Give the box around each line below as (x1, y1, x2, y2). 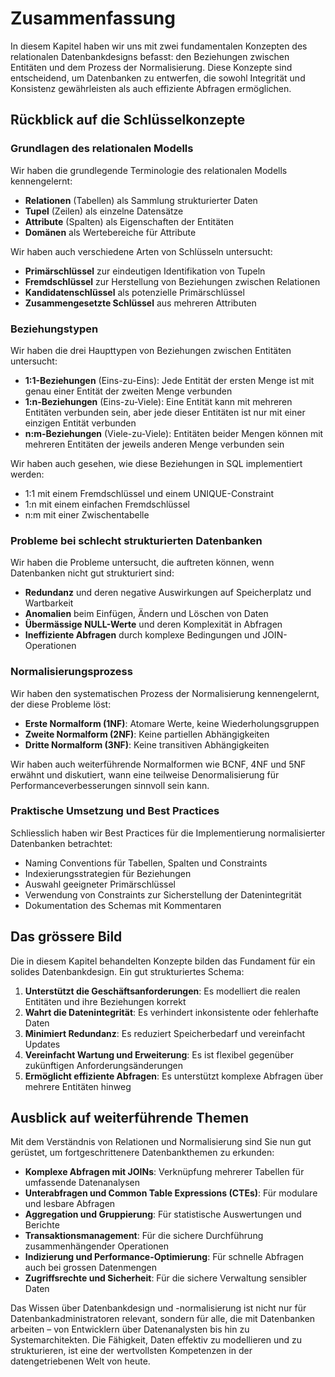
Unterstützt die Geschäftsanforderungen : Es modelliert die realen (24, 985, 301, 997)
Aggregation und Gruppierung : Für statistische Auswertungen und (24, 1208, 302, 1221)
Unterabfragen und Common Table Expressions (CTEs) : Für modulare (24, 1187, 318, 1199)
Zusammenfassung (10, 7, 176, 30)
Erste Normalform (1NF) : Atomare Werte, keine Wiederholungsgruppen (24, 717, 320, 729)
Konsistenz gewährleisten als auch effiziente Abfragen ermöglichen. (10, 82, 292, 94)
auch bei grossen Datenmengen (24, 1262, 157, 1274)
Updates (24, 1038, 61, 1050)
